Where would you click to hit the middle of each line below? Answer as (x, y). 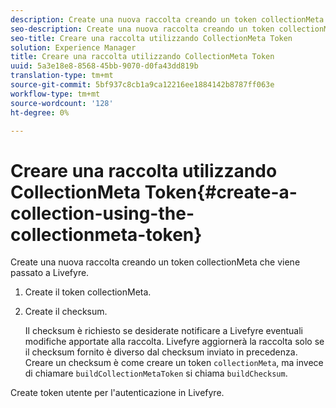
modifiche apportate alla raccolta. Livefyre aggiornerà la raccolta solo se (174, 342)
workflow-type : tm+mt (55, 94)
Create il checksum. (66, 312)
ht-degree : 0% (40, 112)
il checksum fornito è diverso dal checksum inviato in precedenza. (161, 352)
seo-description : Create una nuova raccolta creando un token (142, 29)
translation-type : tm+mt (62, 76)
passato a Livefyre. (50, 273)
